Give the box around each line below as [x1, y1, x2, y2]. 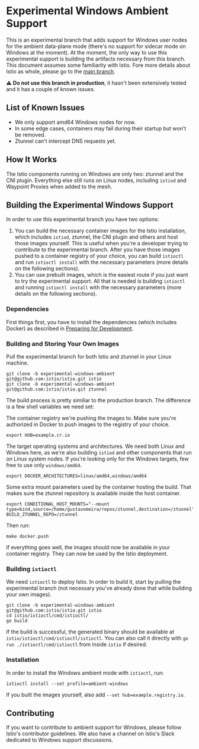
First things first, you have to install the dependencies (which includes [6, 318, 177, 325]
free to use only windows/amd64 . [6, 461, 82, 469]
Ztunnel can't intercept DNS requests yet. [14, 137, 117, 145]
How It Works [6, 155, 57, 165]
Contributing [6, 708, 54, 718]
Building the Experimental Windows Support [6, 200, 174, 210]
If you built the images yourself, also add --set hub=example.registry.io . [6, 691, 185, 698]
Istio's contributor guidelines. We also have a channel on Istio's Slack [6, 730, 175, 737]
